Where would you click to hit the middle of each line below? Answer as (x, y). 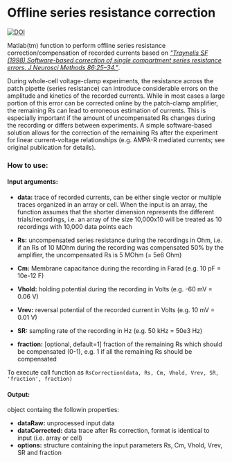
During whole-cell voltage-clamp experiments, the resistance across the (110, 80)
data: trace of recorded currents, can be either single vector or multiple (119, 197)
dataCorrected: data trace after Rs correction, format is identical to (113, 431)
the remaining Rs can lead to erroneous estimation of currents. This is (107, 110)
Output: (18, 394)
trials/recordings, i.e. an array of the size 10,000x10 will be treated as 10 (119, 219)
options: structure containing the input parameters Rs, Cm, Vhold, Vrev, (120, 445)
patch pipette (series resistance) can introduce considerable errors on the (113, 88)
